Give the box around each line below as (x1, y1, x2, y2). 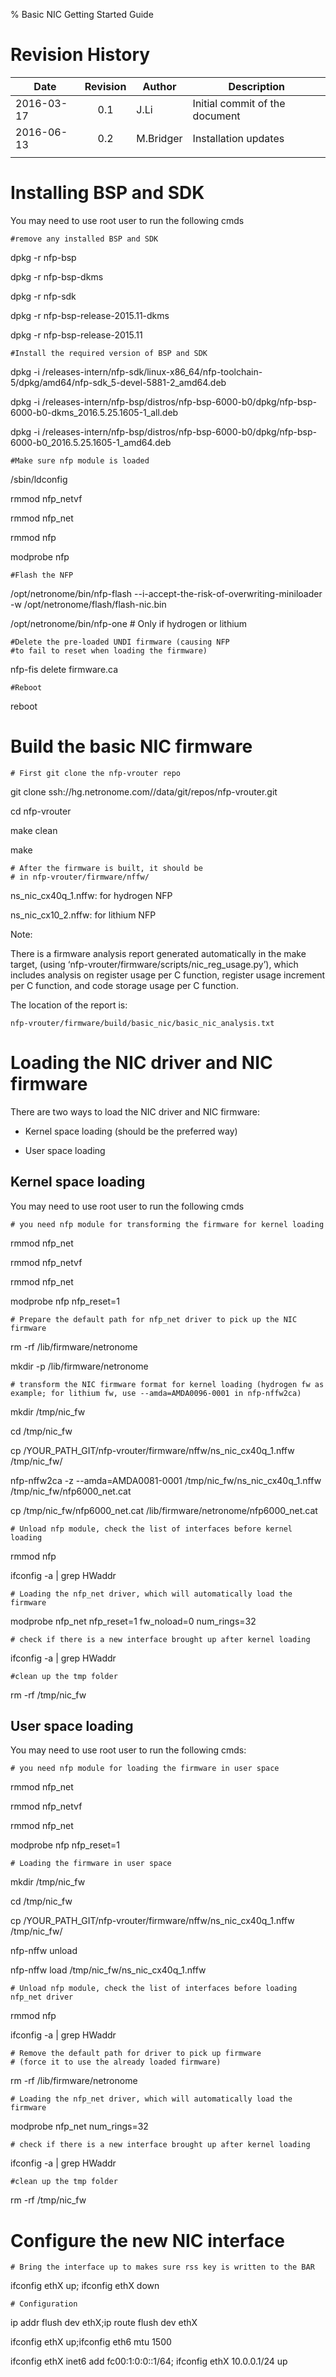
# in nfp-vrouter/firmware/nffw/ (10, 872, 150, 882)
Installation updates (192, 131, 285, 145)
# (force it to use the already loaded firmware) (10, 2057, 222, 2068)
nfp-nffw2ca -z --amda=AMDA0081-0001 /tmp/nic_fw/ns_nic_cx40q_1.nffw (10, 1474, 322, 1486)
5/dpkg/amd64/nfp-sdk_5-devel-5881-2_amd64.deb (10, 376, 227, 388)
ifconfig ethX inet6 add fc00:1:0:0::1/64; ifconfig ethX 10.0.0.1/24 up (10, 2355, 288, 2368)
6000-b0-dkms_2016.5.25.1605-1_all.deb (10, 406, 179, 418)
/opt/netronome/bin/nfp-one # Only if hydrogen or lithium (10, 617, 248, 629)
